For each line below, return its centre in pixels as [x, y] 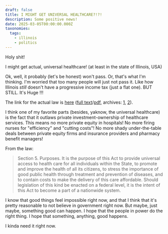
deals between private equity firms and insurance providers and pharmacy [82, 133]
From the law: [19, 148]
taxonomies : [18, 29]
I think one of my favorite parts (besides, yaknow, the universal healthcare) [83, 112]
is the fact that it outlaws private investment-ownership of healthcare [77, 117]
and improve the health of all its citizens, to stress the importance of [88, 169]
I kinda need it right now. [31, 226]
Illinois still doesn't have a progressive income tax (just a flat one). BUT [79, 87]
